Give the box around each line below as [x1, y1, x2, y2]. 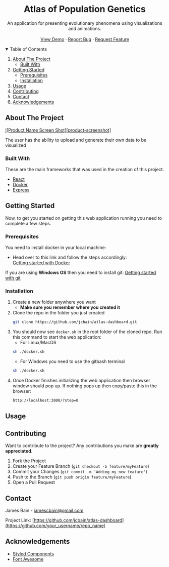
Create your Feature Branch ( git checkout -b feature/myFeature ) [12, 463, 150, 469]
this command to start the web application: [12, 334, 102, 340]
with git [5, 275, 21, 281]
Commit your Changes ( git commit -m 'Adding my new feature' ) [12, 469, 148, 475]
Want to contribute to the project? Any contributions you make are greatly [5, 442, 159, 449]
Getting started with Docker [12, 260, 71, 266]
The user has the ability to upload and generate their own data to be [5, 137, 147, 143]
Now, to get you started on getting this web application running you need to [5, 215, 162, 221]
